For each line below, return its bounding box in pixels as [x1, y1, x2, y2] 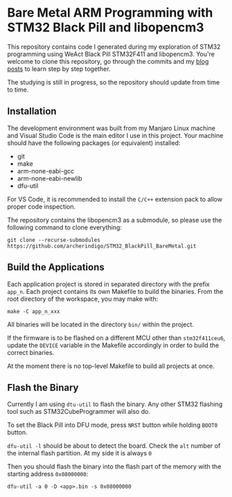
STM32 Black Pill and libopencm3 [7, 19, 204, 35]
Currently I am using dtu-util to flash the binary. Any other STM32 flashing [7, 400, 223, 408]
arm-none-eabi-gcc [17, 166, 75, 175]
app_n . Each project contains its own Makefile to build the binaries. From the [7, 287, 224, 295]
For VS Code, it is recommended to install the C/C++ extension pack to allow [7, 195, 223, 203]
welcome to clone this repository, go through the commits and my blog [7, 57, 209, 65]
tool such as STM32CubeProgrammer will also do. [7, 408, 151, 416]
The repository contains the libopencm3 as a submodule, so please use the [7, 216, 222, 224]
